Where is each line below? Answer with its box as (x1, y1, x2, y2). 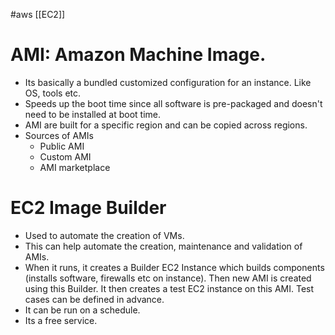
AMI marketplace (39, 161, 111, 173)
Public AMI (39, 140, 85, 152)
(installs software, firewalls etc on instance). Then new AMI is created (24, 272, 312, 284)
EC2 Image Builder (10, 197, 167, 219)
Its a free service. (24, 314, 98, 326)
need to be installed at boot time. (24, 108, 162, 120)
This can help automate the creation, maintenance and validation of (24, 240, 303, 252)
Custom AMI (39, 150, 92, 163)
